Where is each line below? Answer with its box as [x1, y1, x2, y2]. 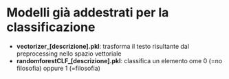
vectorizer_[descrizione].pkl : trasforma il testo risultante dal [16, 42, 190, 50]
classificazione [6, 19, 96, 35]
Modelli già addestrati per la [6, 5, 169, 21]
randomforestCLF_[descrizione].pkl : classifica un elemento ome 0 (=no [16, 56, 223, 65]
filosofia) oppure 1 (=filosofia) [16, 64, 101, 72]
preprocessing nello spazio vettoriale [16, 49, 122, 58]
